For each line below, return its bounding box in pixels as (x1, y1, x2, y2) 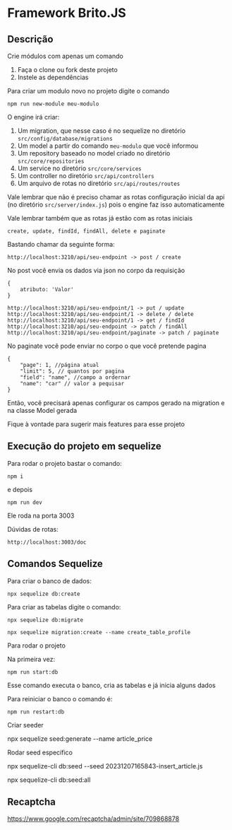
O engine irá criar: (7, 113, 60, 121)
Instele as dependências (17, 73, 89, 81)
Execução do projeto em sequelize (7, 440, 162, 452)
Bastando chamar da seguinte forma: (7, 240, 115, 248)
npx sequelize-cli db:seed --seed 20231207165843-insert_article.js (7, 761, 203, 770)
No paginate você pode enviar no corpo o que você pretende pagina (7, 341, 207, 350)
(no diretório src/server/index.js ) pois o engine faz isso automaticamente (7, 200, 225, 209)
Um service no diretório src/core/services (17, 164, 142, 173)
